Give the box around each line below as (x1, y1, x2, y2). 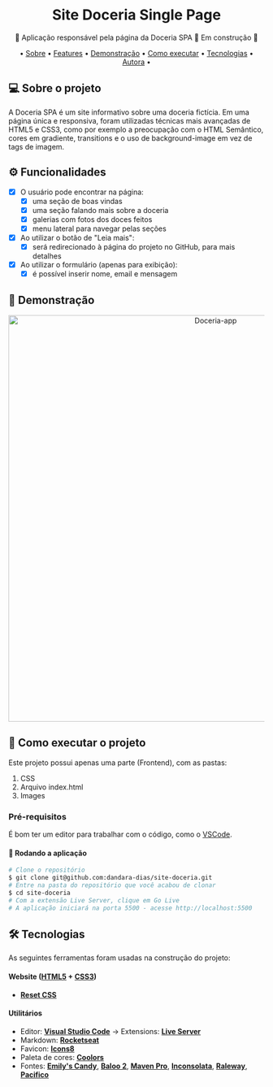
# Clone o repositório (8, 866, 85, 875)
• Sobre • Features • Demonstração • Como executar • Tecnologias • (19, 48, 254, 58)
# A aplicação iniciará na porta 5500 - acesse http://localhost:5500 (8, 904, 253, 912)
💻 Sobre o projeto (8, 81, 102, 95)
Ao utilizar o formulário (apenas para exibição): (19, 260, 178, 269)
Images (19, 790, 45, 800)
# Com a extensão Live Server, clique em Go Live (8, 896, 180, 904)
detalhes (32, 251, 63, 261)
